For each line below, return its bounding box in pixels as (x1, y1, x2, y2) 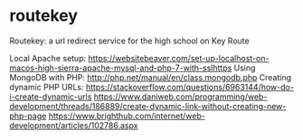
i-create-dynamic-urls (9, 91, 92, 102)
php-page (9, 110, 47, 121)
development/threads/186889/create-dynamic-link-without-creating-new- (9, 100, 287, 111)
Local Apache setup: (9, 52, 87, 63)
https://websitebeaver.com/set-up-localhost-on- (88, 52, 270, 63)
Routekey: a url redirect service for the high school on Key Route (9, 35, 251, 46)
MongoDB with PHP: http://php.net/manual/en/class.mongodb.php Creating (9, 71, 292, 82)
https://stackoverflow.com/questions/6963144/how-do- (85, 81, 294, 92)
